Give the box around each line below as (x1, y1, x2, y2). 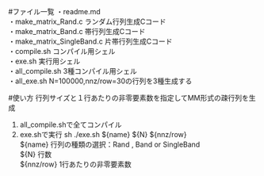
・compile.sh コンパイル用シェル (8, 47, 116, 55)
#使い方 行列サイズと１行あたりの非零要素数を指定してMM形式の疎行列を (8, 94, 250, 102)
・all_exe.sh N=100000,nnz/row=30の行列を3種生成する (8, 76, 193, 86)
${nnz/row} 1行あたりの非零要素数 (19, 159, 132, 169)
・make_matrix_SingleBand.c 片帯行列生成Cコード (8, 36, 173, 46)
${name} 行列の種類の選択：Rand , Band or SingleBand (19, 140, 201, 149)
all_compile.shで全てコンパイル (19, 120, 122, 129)
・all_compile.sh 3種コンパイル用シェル (8, 67, 137, 75)
